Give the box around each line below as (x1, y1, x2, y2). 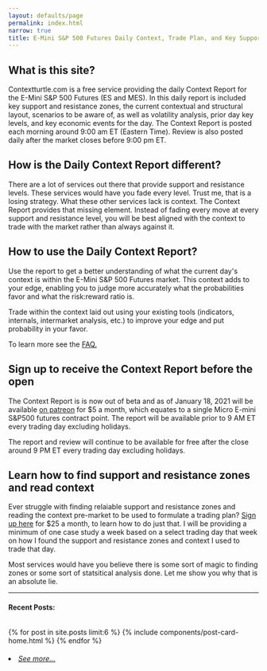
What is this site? (8, 63, 95, 77)
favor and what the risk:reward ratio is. (8, 292, 135, 301)
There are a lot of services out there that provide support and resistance (8, 179, 245, 189)
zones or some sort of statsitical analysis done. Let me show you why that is (8, 568, 258, 578)
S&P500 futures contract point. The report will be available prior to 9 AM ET (8, 413, 256, 422)
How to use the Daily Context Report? (8, 245, 198, 259)
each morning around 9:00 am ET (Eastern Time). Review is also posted (8, 127, 244, 136)
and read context (8, 481, 95, 494)
